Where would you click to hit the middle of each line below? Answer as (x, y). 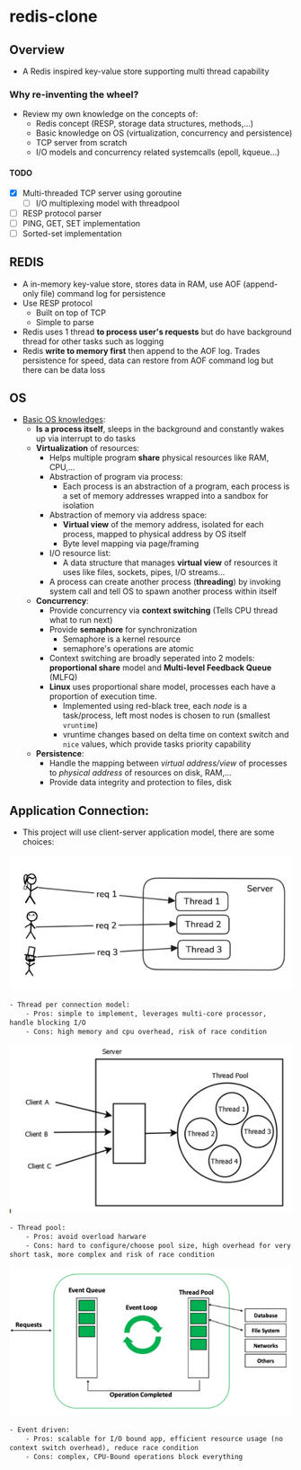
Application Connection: (80, 810)
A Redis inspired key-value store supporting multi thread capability (146, 71)
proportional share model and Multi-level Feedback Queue (160, 668)
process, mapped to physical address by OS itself (155, 534)
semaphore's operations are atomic (128, 649)
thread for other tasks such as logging (93, 341)
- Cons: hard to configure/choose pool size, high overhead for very (159, 1246)
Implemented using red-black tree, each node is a (155, 706)
